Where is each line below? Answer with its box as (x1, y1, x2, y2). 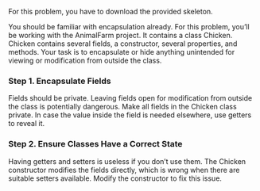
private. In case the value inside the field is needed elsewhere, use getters (8, 110, 252, 120)
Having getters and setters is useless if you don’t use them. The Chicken (8, 156, 246, 166)
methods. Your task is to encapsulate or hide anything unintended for (8, 48, 235, 56)
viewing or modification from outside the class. (8, 55, 162, 65)
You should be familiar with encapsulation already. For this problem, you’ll (8, 22, 250, 31)
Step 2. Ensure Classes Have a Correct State (8, 139, 183, 150)
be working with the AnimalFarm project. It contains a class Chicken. (8, 31, 233, 40)
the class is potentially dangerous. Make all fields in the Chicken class (8, 102, 237, 112)
